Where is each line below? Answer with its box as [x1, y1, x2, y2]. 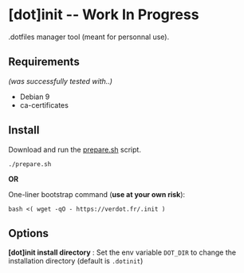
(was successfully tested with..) [8, 76, 113, 85]
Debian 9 [19, 92, 50, 101]
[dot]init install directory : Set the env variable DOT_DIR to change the [8, 247, 237, 257]
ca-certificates [19, 100, 69, 109]
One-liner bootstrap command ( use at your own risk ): [8, 189, 186, 199]
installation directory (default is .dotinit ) [8, 256, 144, 266]
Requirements [8, 55, 80, 69]
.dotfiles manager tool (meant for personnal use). [8, 32, 170, 42]
